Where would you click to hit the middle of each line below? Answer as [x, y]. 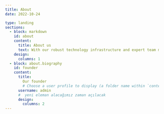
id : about [24, 36]
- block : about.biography [36, 64]
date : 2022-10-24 [23, 14]
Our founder [35, 81]
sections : [15, 27]
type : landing [20, 23]
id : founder [26, 68]
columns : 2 [34, 104]
